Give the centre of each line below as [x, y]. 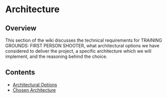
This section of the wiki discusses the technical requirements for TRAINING [84, 40]
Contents [20, 72]
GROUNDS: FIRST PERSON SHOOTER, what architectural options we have [82, 46]
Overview [21, 28]
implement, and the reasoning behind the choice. [56, 56]
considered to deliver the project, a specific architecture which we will [78, 51]
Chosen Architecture [34, 90]
